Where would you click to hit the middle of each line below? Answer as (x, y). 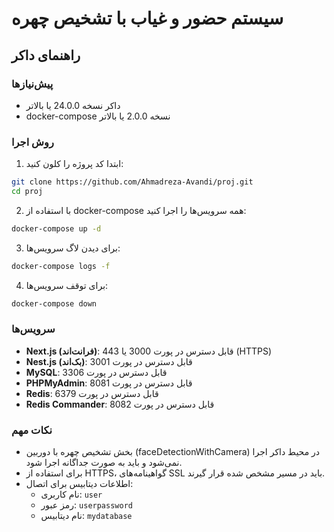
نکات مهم (32, 430)
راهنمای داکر (46, 55)
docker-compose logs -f (61, 266)
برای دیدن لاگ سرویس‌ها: (73, 248)
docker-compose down (54, 303)
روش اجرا (32, 142)
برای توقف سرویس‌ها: (67, 285)
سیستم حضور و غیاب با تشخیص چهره (147, 18)
